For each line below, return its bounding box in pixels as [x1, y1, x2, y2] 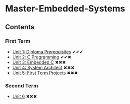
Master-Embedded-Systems [5, 3, 126, 14]
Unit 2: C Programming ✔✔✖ [12, 54, 72, 60]
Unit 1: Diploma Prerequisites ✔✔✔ [12, 49, 83, 54]
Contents [5, 23, 35, 31]
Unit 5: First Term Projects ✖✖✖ [12, 70, 78, 76]
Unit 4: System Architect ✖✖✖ [12, 64, 75, 70]
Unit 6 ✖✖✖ [12, 94, 37, 100]
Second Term [5, 82, 38, 89]
